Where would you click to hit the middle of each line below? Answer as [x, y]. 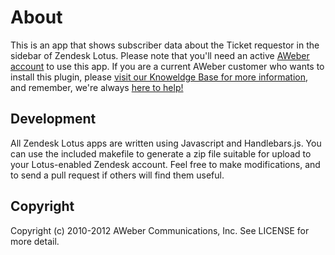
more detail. [35, 241]
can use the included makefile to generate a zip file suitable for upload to [161, 153]
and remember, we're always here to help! [97, 87]
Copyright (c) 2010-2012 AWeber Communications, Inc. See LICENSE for [160, 230]
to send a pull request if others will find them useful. [117, 175]
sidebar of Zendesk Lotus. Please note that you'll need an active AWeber [160, 55]
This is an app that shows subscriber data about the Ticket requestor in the [165, 45]
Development [53, 119]
